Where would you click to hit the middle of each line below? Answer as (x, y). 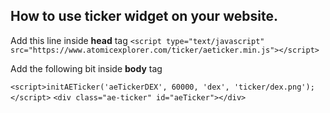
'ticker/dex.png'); (274, 87)
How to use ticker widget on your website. (144, 16)
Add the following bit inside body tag (86, 68)
